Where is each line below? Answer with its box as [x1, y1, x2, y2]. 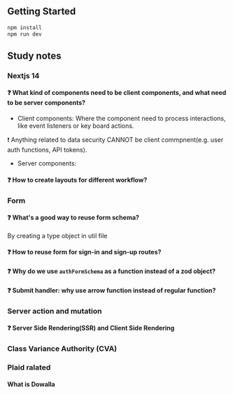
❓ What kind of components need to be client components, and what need [7, 89, 227, 97]
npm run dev [7, 31, 42, 38]
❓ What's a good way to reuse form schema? [7, 213, 140, 222]
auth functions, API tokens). [7, 146, 87, 154]
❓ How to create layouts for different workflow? [7, 175, 148, 184]
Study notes [7, 50, 62, 61]
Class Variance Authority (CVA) [7, 344, 118, 353]
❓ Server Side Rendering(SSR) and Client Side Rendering [7, 324, 175, 333]
